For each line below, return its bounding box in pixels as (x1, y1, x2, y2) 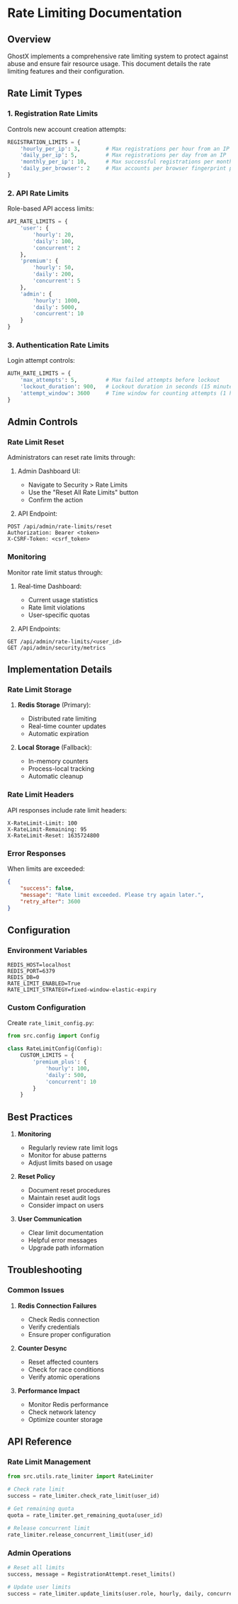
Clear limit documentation (28, 1229, 104, 1237)
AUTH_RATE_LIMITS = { (7, 370, 72, 377)
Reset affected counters (28, 1357, 99, 1366)
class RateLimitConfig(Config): (7, 1045, 103, 1053)
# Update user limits (7, 1583, 72, 1591)
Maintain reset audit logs (28, 1194, 101, 1202)
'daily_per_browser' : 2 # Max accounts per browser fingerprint (20, 165, 227, 172)
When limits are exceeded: (7, 864, 85, 873)
